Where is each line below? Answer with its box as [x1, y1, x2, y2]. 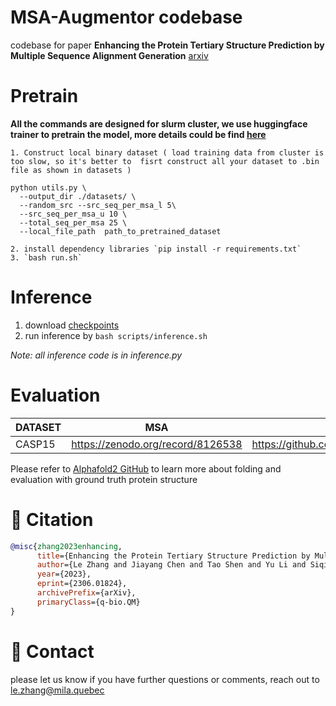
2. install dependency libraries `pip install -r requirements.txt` [10, 244, 302, 254]
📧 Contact [10, 640, 95, 663]
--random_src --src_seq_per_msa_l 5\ [19, 200, 177, 210]
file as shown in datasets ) [10, 165, 132, 175]
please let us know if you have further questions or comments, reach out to [10, 673, 320, 685]
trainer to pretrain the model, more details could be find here [10, 128, 267, 140]
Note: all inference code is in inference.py [10, 349, 183, 361]
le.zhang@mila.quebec [10, 684, 105, 696]
